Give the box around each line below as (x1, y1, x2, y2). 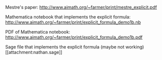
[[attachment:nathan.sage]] (5, 49, 62, 55)
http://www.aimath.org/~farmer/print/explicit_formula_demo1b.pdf (5, 34, 143, 40)
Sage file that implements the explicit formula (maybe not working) (5, 44, 144, 49)
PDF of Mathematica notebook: (5, 29, 70, 34)
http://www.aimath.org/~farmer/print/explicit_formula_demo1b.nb (5, 19, 141, 25)
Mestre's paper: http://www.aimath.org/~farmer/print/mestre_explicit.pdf (5, 4, 157, 10)
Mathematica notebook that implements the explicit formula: (5, 14, 131, 19)
